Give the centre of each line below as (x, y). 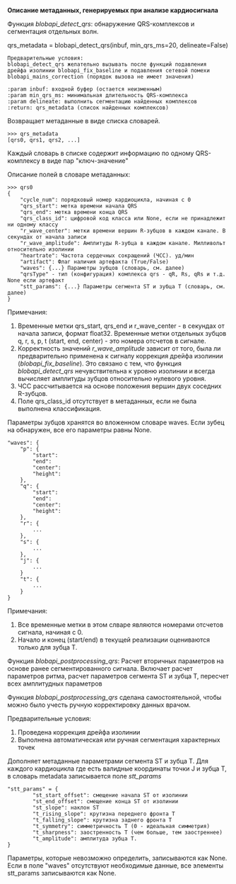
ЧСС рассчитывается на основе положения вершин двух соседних (119, 386)
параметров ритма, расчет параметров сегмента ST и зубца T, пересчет (118, 676)
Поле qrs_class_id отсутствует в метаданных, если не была (107, 401)
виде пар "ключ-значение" (88, 161)
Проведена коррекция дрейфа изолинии (79, 732)
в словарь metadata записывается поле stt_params (84, 776)
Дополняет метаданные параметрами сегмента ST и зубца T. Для (108, 761)
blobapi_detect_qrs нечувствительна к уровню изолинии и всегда (116, 371)
